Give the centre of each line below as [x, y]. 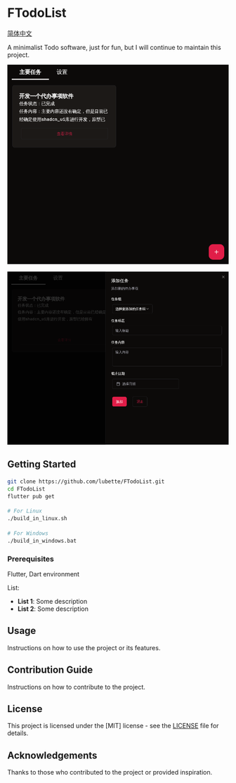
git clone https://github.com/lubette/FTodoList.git [86, 481]
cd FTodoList [26, 489]
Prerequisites [31, 559]
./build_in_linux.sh [38, 519]
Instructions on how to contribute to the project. [77, 687]
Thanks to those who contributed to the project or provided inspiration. [110, 772]
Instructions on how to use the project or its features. [84, 647]
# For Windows [28, 533]
